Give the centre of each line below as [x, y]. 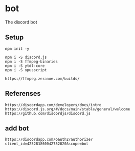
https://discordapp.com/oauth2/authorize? [49, 140]
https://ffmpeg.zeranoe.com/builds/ [42, 79]
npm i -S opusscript [26, 70]
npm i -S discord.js [26, 57]
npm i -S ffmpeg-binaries [31, 62]
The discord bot [21, 22]
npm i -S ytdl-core [25, 66]
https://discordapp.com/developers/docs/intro [53, 105]
